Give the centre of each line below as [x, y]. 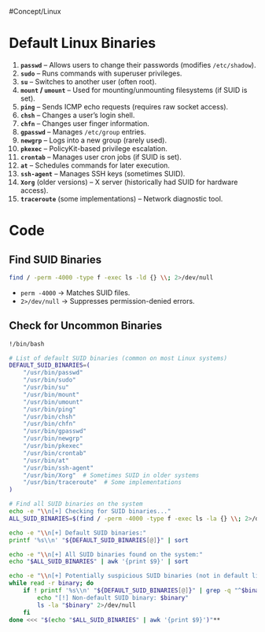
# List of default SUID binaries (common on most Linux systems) [118, 358]
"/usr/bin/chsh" [50, 416]
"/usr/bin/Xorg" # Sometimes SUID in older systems [111, 475]
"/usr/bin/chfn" [50, 424]
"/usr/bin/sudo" [50, 380]
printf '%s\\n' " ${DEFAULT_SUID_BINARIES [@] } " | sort [99, 540]
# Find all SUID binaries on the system [76, 504]
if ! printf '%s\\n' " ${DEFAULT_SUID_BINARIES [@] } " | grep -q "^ [132, 590]
